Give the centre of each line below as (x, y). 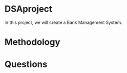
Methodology (32, 42)
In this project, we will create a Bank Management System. (63, 22)
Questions (26, 64)
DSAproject (28, 9)
